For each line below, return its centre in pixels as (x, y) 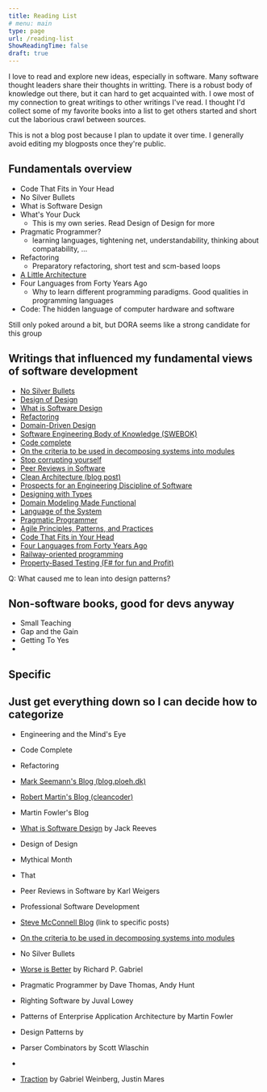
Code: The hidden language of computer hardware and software (127, 309)
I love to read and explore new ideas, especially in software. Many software (133, 76)
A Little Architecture (53, 274)
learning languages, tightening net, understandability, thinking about (146, 240)
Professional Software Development (79, 906)
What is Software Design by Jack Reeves (88, 828)
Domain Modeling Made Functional (78, 502)
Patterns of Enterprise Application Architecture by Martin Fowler (127, 1016)
